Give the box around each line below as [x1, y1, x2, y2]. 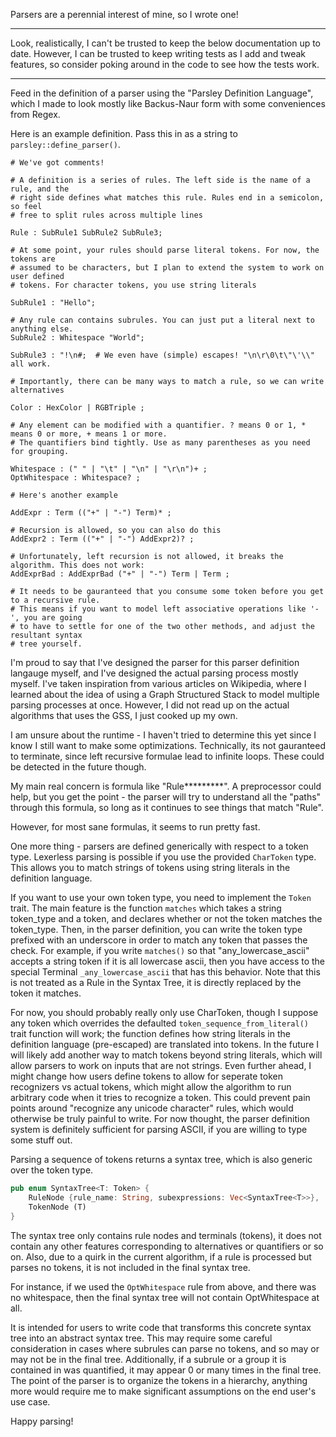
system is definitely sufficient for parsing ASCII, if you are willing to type [10, 1124, 308, 1135]
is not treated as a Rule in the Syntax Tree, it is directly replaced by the [10, 977, 302, 988]
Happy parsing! [10, 1415, 74, 1427]
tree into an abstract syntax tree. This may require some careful [10, 1332, 273, 1344]
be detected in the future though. [10, 761, 147, 773]
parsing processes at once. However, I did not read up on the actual [10, 699, 290, 711]
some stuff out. [10, 1134, 73, 1146]
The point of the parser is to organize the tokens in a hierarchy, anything [10, 1374, 308, 1386]
